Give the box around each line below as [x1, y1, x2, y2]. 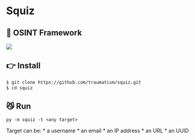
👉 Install [6, 61, 41, 71]
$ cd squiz [6, 84, 33, 91]
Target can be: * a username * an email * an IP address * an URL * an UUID [6, 127, 189, 134]
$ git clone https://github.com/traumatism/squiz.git [6, 79, 142, 85]
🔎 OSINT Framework [6, 28, 82, 38]
